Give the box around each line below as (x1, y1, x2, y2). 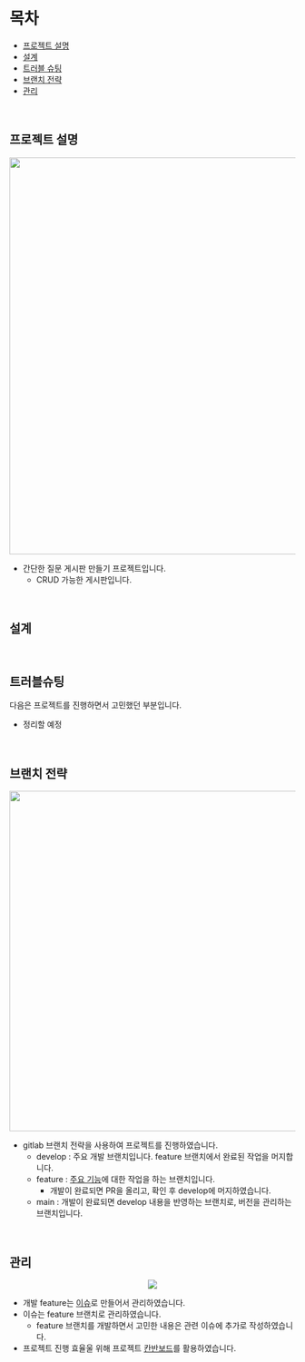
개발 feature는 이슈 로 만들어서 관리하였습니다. (22, 1298, 186, 1308)
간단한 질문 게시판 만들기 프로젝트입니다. (22, 563, 166, 573)
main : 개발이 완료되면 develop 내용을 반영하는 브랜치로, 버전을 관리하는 (35, 1197, 292, 1208)
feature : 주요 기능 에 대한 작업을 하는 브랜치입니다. (35, 1174, 216, 1185)
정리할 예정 (22, 719, 63, 730)
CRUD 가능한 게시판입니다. (35, 573, 133, 585)
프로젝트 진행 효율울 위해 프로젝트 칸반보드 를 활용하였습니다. (22, 1343, 237, 1353)
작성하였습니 (249, 1320, 293, 1330)
